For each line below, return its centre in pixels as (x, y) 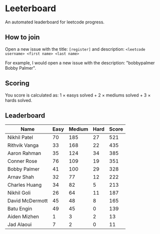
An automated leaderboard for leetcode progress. (55, 22)
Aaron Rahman (24, 153)
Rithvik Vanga (23, 145)
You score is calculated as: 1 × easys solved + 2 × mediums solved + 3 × (78, 95)
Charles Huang (25, 185)
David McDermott (28, 201)
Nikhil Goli (19, 193)
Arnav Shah (21, 177)
